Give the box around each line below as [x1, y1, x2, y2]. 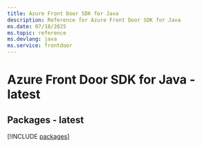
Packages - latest [7, 114, 84, 126]
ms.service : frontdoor [7, 42, 73, 49]
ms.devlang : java [7, 36, 57, 43]
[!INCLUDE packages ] [7, 133, 70, 140]
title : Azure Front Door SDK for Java [7, 10, 119, 17]
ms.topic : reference [7, 29, 67, 37]
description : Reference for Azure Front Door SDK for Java [7, 17, 181, 23]
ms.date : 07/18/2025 [7, 23, 67, 30]
